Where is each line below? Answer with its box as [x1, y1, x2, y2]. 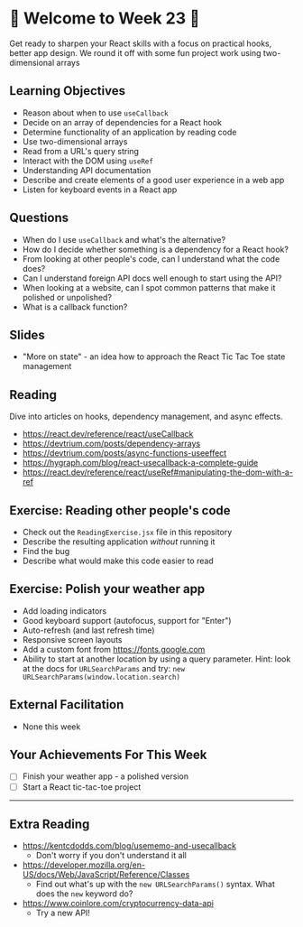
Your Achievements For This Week [9, 747, 207, 763]
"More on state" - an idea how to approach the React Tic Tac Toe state [22, 351, 286, 362]
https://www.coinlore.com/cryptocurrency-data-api [22, 898, 215, 909]
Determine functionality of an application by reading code [22, 126, 237, 137]
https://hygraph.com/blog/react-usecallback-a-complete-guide [22, 458, 259, 468]
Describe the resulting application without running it [22, 536, 216, 547]
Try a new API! [35, 907, 90, 919]
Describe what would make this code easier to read [22, 555, 214, 566]
